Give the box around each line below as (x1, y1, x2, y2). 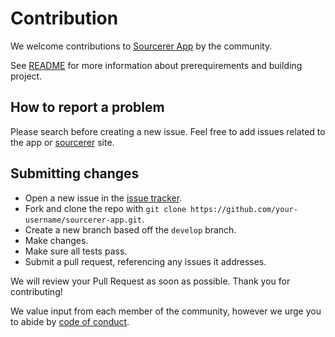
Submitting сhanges (10, 165, 140, 182)
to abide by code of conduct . (10, 315, 130, 327)
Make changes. (24, 234, 89, 246)
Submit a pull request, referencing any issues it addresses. (24, 255, 267, 267)
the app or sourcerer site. (10, 136, 115, 148)
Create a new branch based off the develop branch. (24, 223, 237, 236)
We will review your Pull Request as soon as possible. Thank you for (10, 275, 291, 287)
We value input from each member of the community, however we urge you (10, 305, 322, 317)
